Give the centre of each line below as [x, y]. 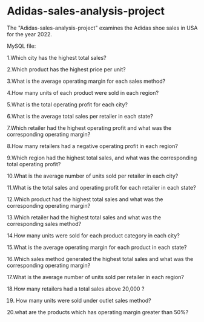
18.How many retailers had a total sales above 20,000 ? [76, 289]
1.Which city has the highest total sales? [57, 57]
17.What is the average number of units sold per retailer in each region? [95, 277]
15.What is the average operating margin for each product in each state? [97, 247]
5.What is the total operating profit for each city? [67, 105]
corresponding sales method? [44, 224]
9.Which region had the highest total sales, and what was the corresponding [102, 158]
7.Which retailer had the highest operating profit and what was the [89, 127]
